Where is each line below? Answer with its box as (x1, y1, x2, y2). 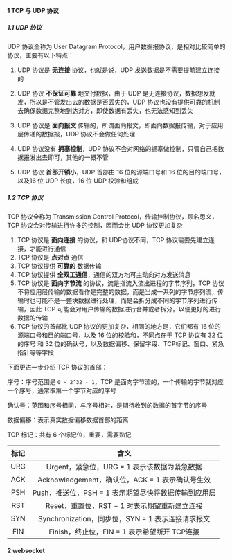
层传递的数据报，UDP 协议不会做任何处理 (17, 129, 136, 138)
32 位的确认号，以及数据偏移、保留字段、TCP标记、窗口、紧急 (44, 339, 224, 347)
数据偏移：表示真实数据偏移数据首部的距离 (7, 415, 129, 424)
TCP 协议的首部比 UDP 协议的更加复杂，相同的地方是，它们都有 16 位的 (17, 322, 222, 330)
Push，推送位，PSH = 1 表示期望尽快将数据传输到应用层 (32, 488, 216, 498)
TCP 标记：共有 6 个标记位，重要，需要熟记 (7, 430, 132, 439)
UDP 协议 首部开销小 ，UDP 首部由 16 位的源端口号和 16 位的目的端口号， (17, 168, 226, 176)
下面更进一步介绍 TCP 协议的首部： (7, 363, 108, 371)
